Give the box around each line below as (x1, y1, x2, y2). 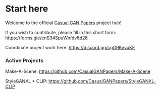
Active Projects (5, 57, 44, 64)
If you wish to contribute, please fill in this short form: (5, 29, 116, 35)
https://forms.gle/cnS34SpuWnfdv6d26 (5, 35, 88, 41)
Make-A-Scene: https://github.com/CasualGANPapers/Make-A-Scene (5, 68, 150, 74)
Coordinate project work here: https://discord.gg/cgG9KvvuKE (5, 44, 135, 50)
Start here (5, 3, 48, 15)
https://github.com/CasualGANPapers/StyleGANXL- (48, 78, 156, 84)
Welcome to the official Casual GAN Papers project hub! (5, 20, 122, 26)
